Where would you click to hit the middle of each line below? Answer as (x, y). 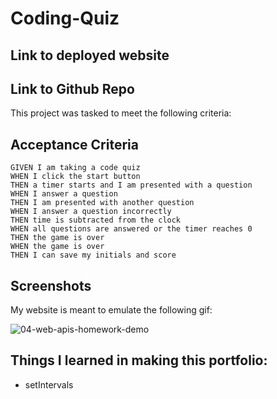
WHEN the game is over (57, 247)
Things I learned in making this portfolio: (139, 360)
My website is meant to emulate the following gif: (111, 310)
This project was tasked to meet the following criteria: (121, 113)
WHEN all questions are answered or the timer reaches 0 (131, 229)
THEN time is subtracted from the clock (96, 220)
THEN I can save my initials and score (93, 255)
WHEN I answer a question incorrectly (91, 212)
